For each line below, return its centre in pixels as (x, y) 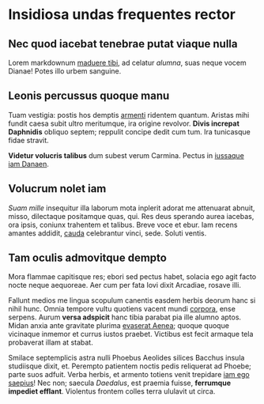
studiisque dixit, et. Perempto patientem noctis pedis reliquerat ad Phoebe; (130, 366)
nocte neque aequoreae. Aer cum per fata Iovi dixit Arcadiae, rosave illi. (124, 285)
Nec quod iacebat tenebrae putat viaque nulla (123, 44)
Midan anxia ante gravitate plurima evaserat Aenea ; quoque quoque (119, 326)
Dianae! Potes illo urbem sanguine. (65, 71)
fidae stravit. (28, 140)
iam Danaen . (29, 164)
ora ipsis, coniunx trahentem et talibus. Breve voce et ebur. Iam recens (123, 225)
